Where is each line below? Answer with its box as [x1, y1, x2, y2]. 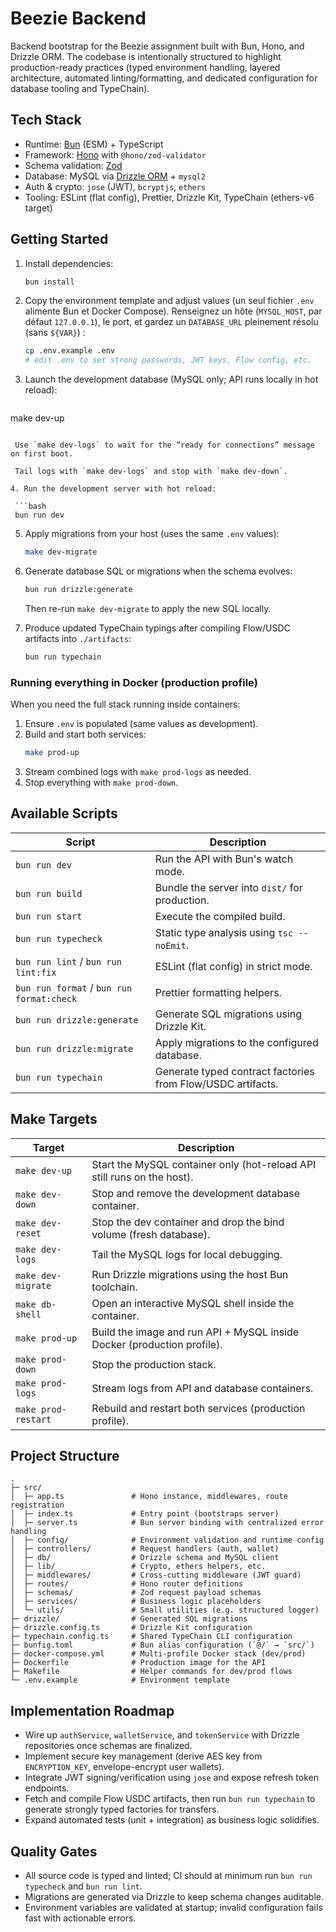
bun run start [15, 910, 83, 922]
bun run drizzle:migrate [15, 1043, 134, 1054]
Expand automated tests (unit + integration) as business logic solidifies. [24, 1814, 320, 1826]
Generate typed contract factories [154, 1064, 315, 1078]
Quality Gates [10, 1843, 98, 1860]
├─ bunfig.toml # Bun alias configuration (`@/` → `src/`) [10, 1640, 315, 1651]
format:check [15, 993, 78, 1004]
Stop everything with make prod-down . [24, 776, 179, 788]
